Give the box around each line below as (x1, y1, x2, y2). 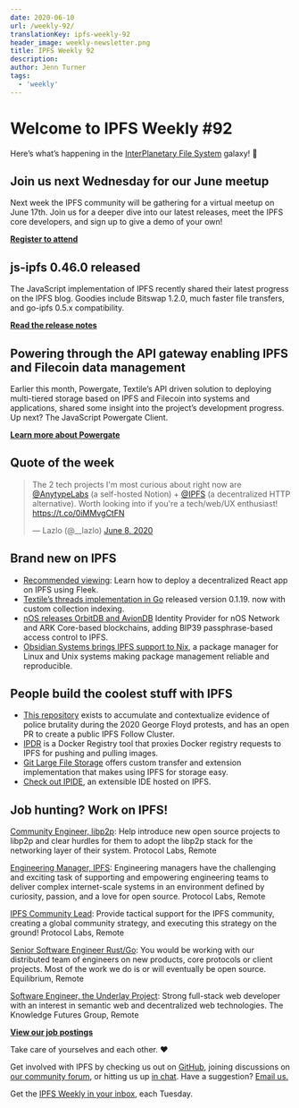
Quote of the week (10, 456, 115, 471)
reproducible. (22, 660, 73, 671)
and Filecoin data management (10, 360, 186, 375)
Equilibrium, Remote (10, 973, 84, 984)
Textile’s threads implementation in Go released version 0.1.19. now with (22, 593, 287, 604)
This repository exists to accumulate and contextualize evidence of (22, 710, 270, 720)
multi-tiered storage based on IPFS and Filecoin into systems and (10, 393, 251, 404)
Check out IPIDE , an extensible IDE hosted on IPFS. (22, 776, 212, 788)
